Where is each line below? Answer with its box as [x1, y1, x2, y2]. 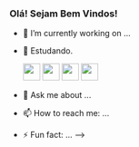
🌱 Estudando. [22, 45, 74, 56]
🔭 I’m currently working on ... [22, 28, 131, 39]
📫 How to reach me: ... [22, 108, 110, 119]
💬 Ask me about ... [22, 90, 92, 101]
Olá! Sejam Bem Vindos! [9, 7, 118, 20]
